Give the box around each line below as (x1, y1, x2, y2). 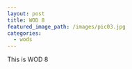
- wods (13, 36, 33, 43)
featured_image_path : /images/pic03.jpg (7, 23, 126, 30)
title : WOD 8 (7, 17, 45, 24)
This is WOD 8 (7, 55, 49, 63)
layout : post (7, 10, 45, 17)
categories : (7, 29, 42, 37)
